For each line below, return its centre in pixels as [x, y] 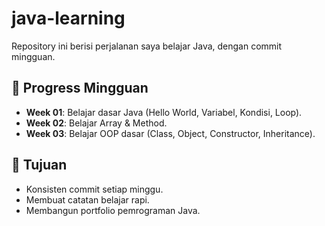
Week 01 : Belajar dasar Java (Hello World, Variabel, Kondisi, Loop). [164, 112]
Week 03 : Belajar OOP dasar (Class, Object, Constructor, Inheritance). [170, 133]
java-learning [68, 18]
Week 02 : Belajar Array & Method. [96, 123]
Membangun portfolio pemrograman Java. [113, 210]
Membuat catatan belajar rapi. [87, 199]
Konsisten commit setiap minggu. [94, 189]
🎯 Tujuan [39, 165]
